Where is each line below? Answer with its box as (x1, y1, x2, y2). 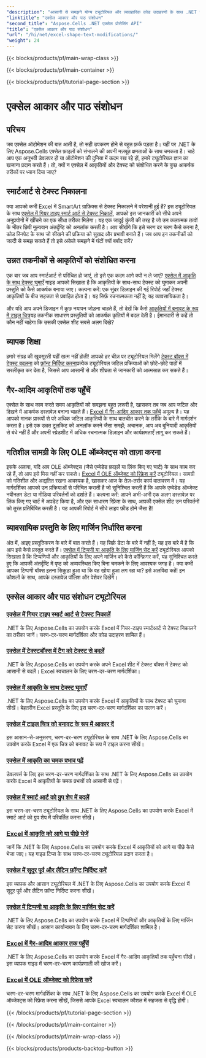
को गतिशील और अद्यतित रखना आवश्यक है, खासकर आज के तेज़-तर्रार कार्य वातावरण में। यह (6, 477, 185, 485)
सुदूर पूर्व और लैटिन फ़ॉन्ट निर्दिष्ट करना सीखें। (6, 887, 95, 894)
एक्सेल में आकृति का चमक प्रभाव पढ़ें (6, 756, 84, 765)
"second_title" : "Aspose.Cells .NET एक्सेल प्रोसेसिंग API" (6, 20, 142, 26)
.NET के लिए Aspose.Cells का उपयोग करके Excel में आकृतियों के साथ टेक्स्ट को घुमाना (6, 697, 186, 705)
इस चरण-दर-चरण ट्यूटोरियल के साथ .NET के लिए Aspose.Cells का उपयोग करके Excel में (6, 807, 194, 814)
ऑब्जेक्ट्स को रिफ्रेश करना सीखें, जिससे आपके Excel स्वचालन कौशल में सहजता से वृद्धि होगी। (6, 997, 189, 1004)
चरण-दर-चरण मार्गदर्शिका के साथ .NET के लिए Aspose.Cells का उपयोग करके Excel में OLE (6, 989, 197, 997)
